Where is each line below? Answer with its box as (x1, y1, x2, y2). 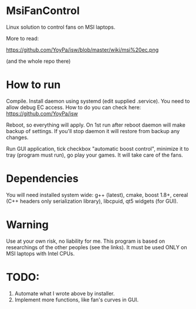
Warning (6, 218, 49, 231)
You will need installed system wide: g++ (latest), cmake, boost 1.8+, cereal (6, 191, 188, 198)
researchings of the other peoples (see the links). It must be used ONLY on (6, 243, 187, 250)
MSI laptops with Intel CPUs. (6, 250, 75, 257)
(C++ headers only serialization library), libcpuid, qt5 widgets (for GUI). (6, 198, 178, 205)
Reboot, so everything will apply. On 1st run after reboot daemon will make (6, 121, 186, 128)
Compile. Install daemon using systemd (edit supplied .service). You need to (6, 97, 190, 104)
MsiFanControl (6, 4, 80, 18)
